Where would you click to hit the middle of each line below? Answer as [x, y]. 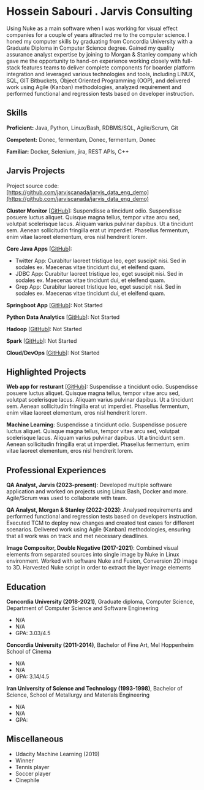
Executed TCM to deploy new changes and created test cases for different [100, 523]
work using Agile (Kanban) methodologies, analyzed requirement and [94, 87]
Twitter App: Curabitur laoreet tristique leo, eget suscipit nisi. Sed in [100, 260]
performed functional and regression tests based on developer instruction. [100, 93]
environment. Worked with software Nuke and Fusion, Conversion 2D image [102, 561]
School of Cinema [29, 651]
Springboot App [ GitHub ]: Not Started [55, 305]
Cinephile [27, 780]
